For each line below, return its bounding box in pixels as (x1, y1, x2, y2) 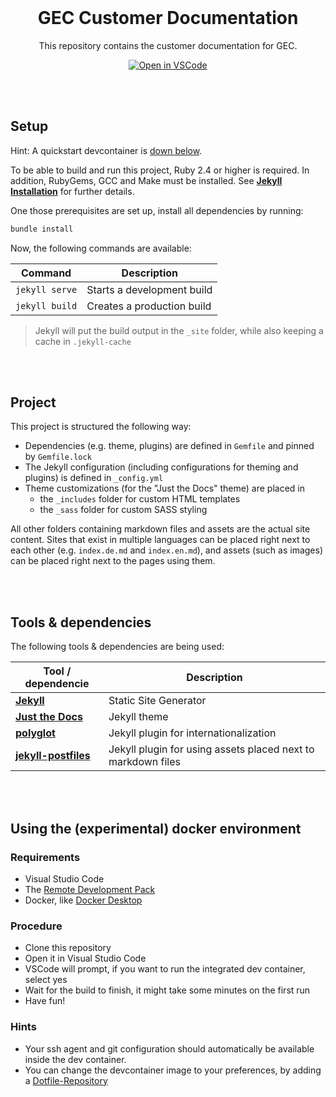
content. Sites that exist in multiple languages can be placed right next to (10, 534, 311, 546)
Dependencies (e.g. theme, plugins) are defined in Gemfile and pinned (24, 440, 315, 452)
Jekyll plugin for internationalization (108, 726, 277, 740)
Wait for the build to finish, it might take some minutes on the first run (24, 984, 311, 996)
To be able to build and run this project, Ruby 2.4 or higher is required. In (10, 164, 310, 176)
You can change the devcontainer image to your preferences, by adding (24, 1064, 322, 1076)
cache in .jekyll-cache (34, 335, 132, 347)
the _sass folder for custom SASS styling (39, 504, 208, 516)
